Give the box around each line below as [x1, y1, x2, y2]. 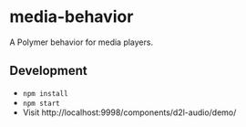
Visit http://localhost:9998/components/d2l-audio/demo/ [22, 107, 237, 118]
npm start [22, 99, 61, 108]
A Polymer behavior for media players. [9, 37, 153, 48]
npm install [22, 89, 68, 98]
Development [9, 63, 88, 79]
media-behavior [9, 6, 134, 27]
